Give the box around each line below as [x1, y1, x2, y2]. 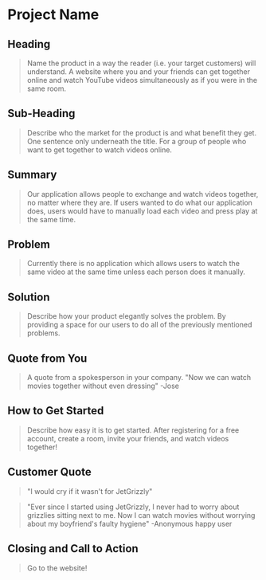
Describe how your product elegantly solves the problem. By [26, 312, 226, 321]
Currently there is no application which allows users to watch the [26, 259, 241, 268]
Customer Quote [7, 465, 92, 479]
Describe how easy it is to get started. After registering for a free [26, 425, 240, 435]
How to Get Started [7, 404, 104, 417]
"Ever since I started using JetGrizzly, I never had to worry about [26, 502, 240, 511]
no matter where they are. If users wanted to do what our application [26, 198, 252, 207]
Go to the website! [26, 563, 88, 573]
